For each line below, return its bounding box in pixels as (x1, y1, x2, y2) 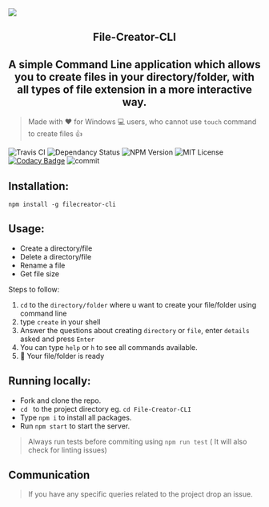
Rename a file (19, 260, 66, 270)
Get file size (19, 268, 60, 279)
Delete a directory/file (19, 251, 92, 261)
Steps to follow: (8, 284, 60, 294)
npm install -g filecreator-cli (8, 200, 116, 209)
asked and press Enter (19, 334, 95, 344)
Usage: (8, 222, 46, 235)
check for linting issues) (27, 445, 108, 455)
